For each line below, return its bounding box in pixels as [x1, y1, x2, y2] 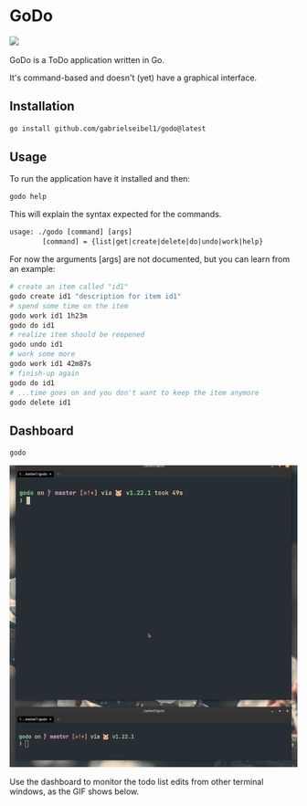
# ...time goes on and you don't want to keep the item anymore [9, 388, 259, 397]
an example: [9, 264, 56, 275]
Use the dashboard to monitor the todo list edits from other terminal [9, 777, 264, 788]
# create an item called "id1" [9, 282, 129, 292]
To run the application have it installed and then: [9, 173, 190, 184]
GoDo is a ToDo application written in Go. [9, 54, 165, 65]
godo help [9, 193, 48, 202]
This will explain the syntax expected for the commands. [9, 209, 222, 220]
